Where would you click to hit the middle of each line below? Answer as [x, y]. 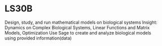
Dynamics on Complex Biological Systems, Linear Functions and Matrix [77, 27]
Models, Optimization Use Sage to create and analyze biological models [78, 33]
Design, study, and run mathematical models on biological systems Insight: [81, 22]
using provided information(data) [38, 38]
